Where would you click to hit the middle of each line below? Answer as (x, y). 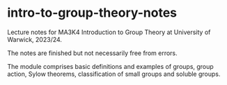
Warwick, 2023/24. (35, 39)
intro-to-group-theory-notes (92, 13)
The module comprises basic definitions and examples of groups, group (110, 66)
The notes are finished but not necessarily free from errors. (92, 53)
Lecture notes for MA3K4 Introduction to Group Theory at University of (109, 32)
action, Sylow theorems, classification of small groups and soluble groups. (114, 74)
